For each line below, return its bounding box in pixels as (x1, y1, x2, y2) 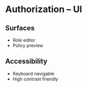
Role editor (12, 37, 35, 43)
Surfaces (5, 24, 35, 32)
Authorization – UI (5, 4, 82, 15)
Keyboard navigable (12, 70, 55, 76)
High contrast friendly (12, 76, 58, 82)
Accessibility (5, 57, 48, 66)
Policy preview (12, 42, 43, 49)
